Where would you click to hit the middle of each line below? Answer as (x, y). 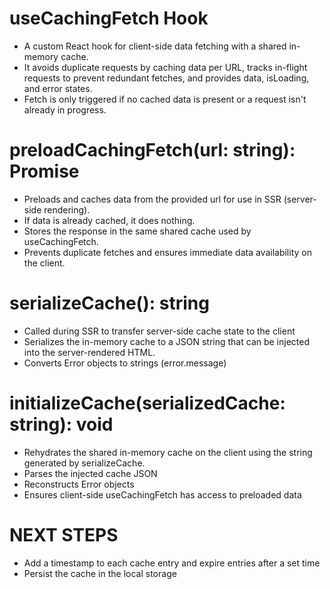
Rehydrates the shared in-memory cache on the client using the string (168, 452)
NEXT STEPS (64, 534)
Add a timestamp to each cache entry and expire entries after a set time (172, 563)
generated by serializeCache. (84, 463)
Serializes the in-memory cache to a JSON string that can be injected (167, 341)
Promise (44, 171)
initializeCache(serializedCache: (147, 403)
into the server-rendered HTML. (89, 352)
